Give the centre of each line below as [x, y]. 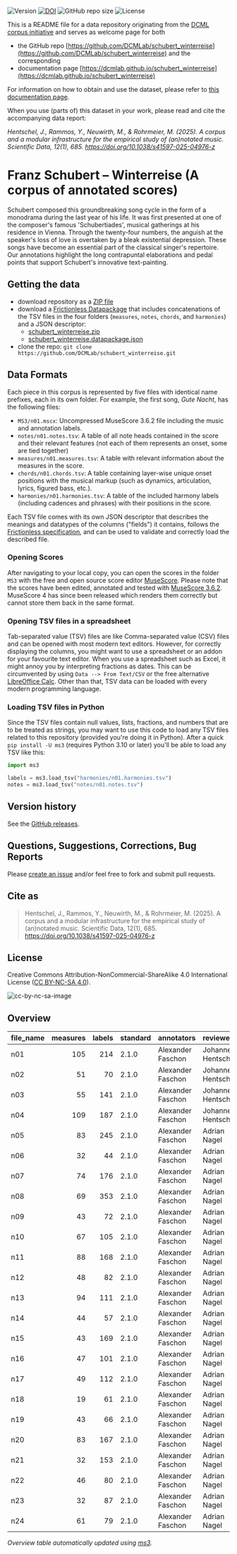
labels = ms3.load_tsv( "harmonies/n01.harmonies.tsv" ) [90, 778]
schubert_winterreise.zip [64, 331]
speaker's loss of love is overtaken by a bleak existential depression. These [117, 239]
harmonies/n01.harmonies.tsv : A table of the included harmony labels [118, 495]
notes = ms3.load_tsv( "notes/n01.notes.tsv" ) [75, 785]
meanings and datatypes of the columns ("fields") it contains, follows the [114, 524]
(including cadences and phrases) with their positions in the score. [114, 503]
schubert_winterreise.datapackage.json [85, 339]
